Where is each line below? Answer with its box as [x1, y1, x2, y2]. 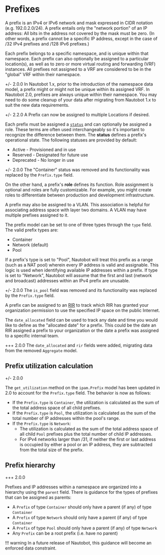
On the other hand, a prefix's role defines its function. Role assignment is [5, 182, 154, 187]
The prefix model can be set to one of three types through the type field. [5, 222, 152, 228]
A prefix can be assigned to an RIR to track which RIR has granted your [5, 302, 149, 308]
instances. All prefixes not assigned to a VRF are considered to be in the [5, 66, 152, 72]
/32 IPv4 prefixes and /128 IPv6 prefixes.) [5, 41, 90, 46]
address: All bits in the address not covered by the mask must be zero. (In [5, 30, 155, 36]
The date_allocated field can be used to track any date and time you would [5, 317, 158, 323]
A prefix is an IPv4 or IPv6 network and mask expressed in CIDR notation [5, 20, 153, 26]
